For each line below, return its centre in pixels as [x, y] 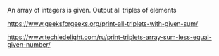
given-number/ [29, 44]
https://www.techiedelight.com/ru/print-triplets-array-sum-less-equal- [110, 37]
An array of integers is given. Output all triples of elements [92, 10]
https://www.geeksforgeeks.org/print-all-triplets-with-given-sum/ [103, 23]
